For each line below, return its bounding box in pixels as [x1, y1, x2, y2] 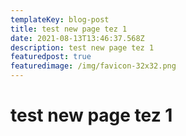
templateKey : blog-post [10, 14, 110, 25]
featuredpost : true [10, 52, 92, 62]
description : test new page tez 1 [10, 42, 155, 53]
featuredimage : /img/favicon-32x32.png [10, 61, 177, 71]
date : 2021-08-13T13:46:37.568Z [10, 33, 145, 43]
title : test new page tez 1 [10, 24, 128, 34]
